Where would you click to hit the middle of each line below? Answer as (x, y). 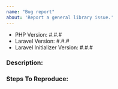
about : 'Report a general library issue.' (60, 17)
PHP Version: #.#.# (38, 34)
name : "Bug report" (31, 12)
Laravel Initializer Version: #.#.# (54, 47)
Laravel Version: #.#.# (42, 41)
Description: (25, 63)
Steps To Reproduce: (37, 79)
